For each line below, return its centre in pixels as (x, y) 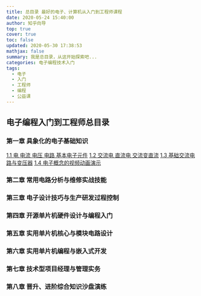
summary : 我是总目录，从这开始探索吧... (52, 57)
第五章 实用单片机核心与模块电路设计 (59, 234)
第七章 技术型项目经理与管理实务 (53, 269)
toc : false (20, 40)
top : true (19, 29)
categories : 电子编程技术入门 (41, 62)
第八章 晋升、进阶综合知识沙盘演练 (56, 286)
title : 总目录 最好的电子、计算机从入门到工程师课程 (64, 12)
